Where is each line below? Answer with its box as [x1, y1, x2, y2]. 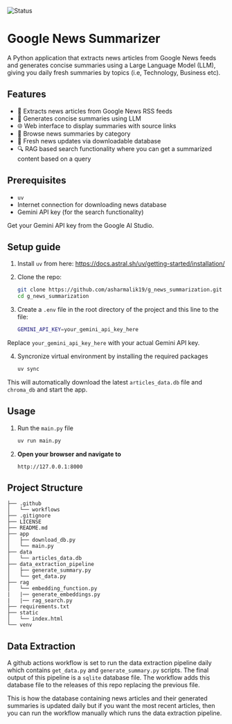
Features [7, 89, 46, 100]
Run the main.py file [17, 423, 74, 432]
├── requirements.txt [7, 603, 70, 610]
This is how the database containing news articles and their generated [7, 694, 208, 703]
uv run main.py [17, 437, 62, 444]
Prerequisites [7, 175, 66, 186]
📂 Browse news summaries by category [17, 129, 131, 138]
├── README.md [7, 524, 48, 531]
